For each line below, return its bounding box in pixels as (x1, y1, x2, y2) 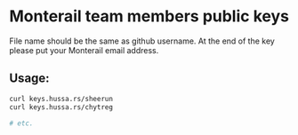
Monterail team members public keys (9, 6, 289, 27)
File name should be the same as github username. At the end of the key (9, 36, 276, 46)
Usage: (9, 71, 51, 86)
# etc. (9, 118, 34, 128)
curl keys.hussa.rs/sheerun (9, 94, 114, 103)
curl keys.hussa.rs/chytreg (9, 102, 114, 112)
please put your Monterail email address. (9, 44, 159, 55)
